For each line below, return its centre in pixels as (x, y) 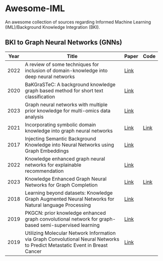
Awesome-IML (35, 9)
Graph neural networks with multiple (66, 104)
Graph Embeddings (47, 150)
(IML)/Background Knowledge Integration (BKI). (53, 27)
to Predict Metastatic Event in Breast (66, 245)
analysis (34, 116)
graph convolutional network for (61, 219)
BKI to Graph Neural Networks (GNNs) (64, 43)
